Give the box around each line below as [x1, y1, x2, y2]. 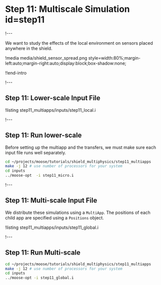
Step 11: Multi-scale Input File [5, 196, 97, 205]
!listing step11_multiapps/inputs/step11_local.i [5, 107, 96, 113]
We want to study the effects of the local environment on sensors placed [5, 40, 153, 46]
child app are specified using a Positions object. [5, 214, 104, 220]
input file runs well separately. [5, 149, 66, 155]
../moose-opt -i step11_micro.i [5, 173, 74, 178]
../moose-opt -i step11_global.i [5, 276, 74, 281]
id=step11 [5, 14, 45, 25]
